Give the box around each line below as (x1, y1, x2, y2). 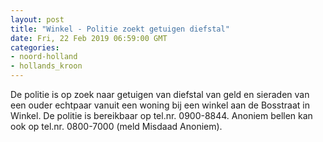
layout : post (10, 14, 65, 25)
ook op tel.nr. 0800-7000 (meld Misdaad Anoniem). (10, 121, 223, 132)
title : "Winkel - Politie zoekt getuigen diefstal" (10, 24, 230, 34)
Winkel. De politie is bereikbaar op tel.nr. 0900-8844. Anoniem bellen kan (10, 110, 313, 121)
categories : (10, 42, 60, 53)
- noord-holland (10, 52, 78, 62)
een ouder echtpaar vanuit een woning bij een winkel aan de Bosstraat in (10, 99, 311, 111)
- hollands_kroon (10, 61, 83, 71)
